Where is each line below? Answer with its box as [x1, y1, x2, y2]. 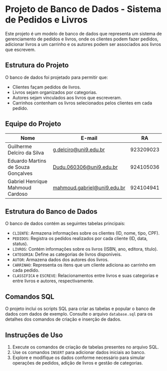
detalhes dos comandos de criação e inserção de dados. [5, 316, 122, 323]
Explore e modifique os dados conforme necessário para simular [12, 355, 145, 361]
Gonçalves [7, 170, 33, 177]
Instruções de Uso [5, 331, 63, 339]
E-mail [81, 134, 98, 141]
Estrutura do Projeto [5, 61, 69, 69]
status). [12, 241, 28, 247]
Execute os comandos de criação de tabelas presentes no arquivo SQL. [12, 344, 159, 350]
